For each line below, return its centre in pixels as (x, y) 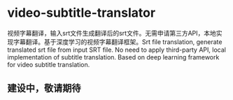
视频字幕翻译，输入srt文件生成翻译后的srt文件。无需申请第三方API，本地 (112, 33)
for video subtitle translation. (49, 64)
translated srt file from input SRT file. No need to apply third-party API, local (116, 50)
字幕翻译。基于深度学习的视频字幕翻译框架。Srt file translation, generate (118, 42)
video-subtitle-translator (82, 13)
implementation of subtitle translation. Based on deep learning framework (113, 57)
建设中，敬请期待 (44, 88)
